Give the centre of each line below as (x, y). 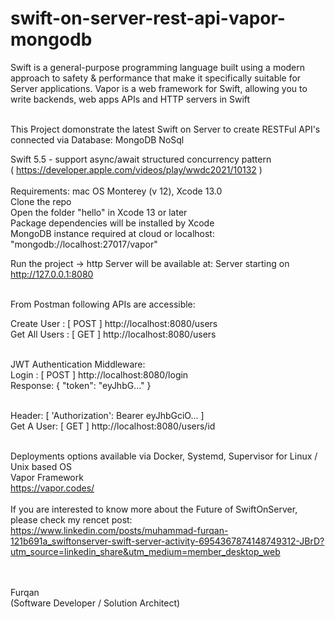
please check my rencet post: (71, 519)
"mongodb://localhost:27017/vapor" (84, 244)
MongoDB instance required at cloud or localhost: (112, 233)
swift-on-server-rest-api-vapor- (148, 18)
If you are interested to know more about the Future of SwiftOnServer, (154, 509)
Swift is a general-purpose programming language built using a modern (158, 67)
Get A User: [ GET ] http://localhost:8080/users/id (113, 426)
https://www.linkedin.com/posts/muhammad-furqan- (119, 530)
